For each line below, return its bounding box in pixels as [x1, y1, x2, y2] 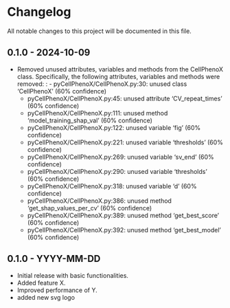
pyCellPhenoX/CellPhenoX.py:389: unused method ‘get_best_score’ [27, 211, 220, 219]
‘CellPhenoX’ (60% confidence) [16, 87, 107, 95]
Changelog [7, 4, 71, 20]
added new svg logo [16, 293, 76, 301]
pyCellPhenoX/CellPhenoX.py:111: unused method [27, 109, 168, 117]
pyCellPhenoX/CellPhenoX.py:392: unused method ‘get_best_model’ [27, 225, 221, 234]
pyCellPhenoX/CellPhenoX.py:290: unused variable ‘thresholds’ [27, 167, 207, 175]
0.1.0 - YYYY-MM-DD [7, 253, 101, 265]
